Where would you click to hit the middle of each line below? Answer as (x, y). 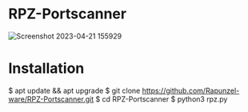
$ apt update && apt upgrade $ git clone (74, 90)
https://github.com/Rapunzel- (191, 90)
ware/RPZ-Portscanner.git (51, 99)
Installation (46, 68)
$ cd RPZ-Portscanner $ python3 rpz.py (162, 99)
